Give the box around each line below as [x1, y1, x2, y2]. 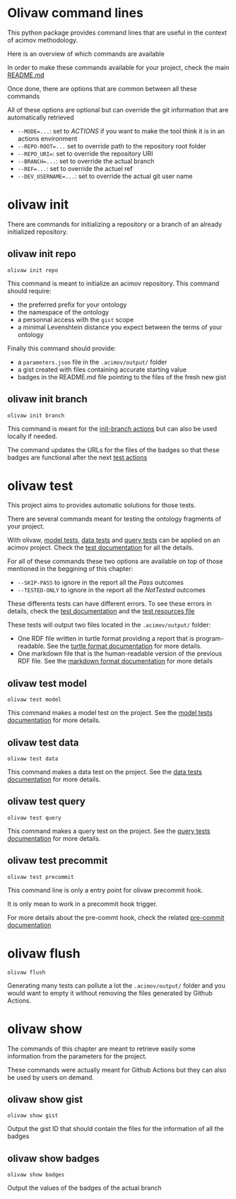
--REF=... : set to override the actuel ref [17, 164, 133, 172]
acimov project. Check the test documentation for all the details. [7, 543, 194, 552]
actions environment [17, 134, 78, 143]
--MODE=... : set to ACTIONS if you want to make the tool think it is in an [17, 126, 225, 135]
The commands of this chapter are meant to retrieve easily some [7, 1044, 196, 1053]
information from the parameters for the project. [7, 1051, 147, 1061]
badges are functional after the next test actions [7, 453, 148, 461]
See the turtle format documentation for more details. [47, 642, 203, 651]
